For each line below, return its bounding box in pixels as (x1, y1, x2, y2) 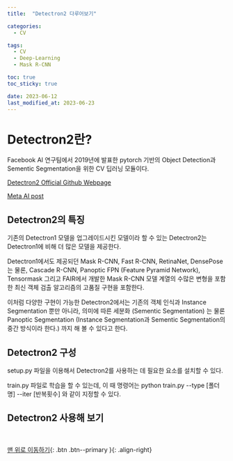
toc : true (7, 74, 36, 81)
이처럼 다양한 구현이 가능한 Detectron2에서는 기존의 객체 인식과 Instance (7, 298, 207, 306)
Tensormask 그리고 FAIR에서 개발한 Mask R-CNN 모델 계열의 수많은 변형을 (7, 274, 214, 283)
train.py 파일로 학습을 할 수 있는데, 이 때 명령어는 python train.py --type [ (7, 381, 209, 389)
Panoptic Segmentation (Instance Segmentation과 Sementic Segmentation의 (7, 315, 226, 324)
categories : (7, 22, 42, 30)
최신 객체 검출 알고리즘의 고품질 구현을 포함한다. (14, 283, 145, 292)
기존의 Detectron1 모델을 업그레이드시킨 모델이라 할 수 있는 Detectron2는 (7, 234, 207, 242)
